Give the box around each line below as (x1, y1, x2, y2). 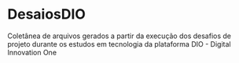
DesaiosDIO (7, 5, 86, 23)
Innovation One (7, 47, 57, 57)
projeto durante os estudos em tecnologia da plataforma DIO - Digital (7, 39, 231, 48)
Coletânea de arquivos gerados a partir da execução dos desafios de (7, 31, 232, 40)
